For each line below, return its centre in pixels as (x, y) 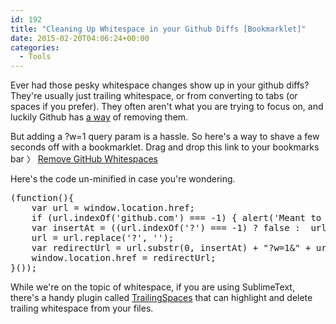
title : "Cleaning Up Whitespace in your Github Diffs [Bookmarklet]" (158, 29)
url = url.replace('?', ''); (103, 238)
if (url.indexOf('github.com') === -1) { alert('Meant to (176, 218)
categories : (35, 47)
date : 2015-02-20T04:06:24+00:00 (80, 38)
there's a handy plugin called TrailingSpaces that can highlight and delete (161, 298)
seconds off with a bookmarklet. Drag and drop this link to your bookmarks (165, 147)
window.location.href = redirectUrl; (124, 258)
